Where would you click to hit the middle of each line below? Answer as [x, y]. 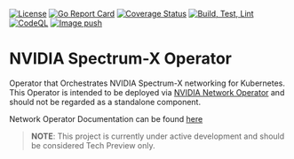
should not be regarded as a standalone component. [105, 102]
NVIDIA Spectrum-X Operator [121, 59]
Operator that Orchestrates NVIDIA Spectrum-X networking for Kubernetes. [147, 83]
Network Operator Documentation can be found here [106, 118]
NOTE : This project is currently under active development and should [158, 136]
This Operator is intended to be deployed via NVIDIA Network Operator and [147, 92]
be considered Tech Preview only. [93, 145]
